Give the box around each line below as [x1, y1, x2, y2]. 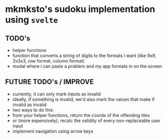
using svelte [5, 14, 58, 25]
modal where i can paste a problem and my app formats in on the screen [12, 63, 162, 69]
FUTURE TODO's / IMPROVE [5, 77, 94, 86]
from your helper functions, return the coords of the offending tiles [12, 112, 150, 118]
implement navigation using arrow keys [12, 128, 93, 134]
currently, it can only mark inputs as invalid [12, 91, 101, 97]
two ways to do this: [12, 106, 54, 113]
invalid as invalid [12, 101, 46, 107]
